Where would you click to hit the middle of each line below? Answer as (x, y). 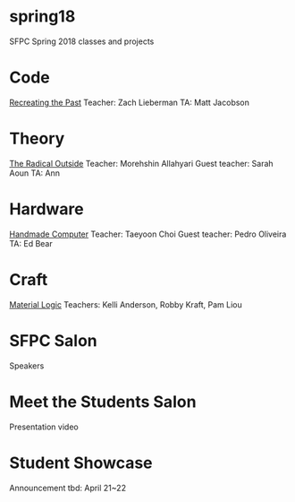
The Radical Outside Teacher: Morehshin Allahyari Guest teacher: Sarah (142, 163)
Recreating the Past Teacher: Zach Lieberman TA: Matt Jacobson (130, 102)
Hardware (46, 209)
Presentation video (44, 427)
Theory (37, 138)
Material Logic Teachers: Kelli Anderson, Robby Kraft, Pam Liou (126, 304)
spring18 (42, 17)
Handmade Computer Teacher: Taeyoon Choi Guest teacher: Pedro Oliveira (148, 234)
